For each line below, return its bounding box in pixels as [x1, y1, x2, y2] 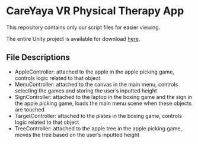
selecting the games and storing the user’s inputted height [14, 87, 157, 94]
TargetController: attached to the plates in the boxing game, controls [14, 112, 182, 119]
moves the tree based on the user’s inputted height [14, 131, 140, 138]
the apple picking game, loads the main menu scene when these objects [14, 100, 192, 107]
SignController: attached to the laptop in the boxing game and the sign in [14, 93, 193, 100]
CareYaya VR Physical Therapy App [6, 4, 184, 18]
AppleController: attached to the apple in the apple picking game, [14, 68, 175, 75]
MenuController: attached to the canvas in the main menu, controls [14, 81, 178, 88]
